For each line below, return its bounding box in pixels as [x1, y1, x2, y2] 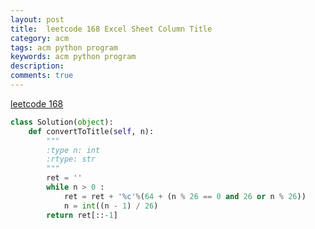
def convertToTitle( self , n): [28, 126, 155, 136]
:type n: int [46, 145, 101, 155]
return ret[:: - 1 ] [46, 210, 118, 220]
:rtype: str [46, 154, 97, 165]
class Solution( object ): [10, 117, 114, 127]
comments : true [10, 71, 74, 81]
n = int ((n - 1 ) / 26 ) [63, 201, 159, 211]
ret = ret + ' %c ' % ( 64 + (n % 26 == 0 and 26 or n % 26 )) [63, 191, 307, 201]
